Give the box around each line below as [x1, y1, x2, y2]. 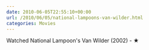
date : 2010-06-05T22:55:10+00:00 [6, 9, 92, 15]
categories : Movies [6, 20, 56, 26]
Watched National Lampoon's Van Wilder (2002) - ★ [6, 37, 139, 45]
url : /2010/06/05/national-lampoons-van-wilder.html [6, 15, 144, 21]
